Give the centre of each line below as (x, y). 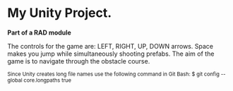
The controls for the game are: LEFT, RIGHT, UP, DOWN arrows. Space (110, 46)
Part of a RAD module (40, 32)
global (15, 80)
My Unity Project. (60, 13)
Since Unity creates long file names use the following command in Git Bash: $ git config (114, 74)
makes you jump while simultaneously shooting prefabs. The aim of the (111, 54)
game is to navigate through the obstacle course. (79, 61)
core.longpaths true (48, 80)
